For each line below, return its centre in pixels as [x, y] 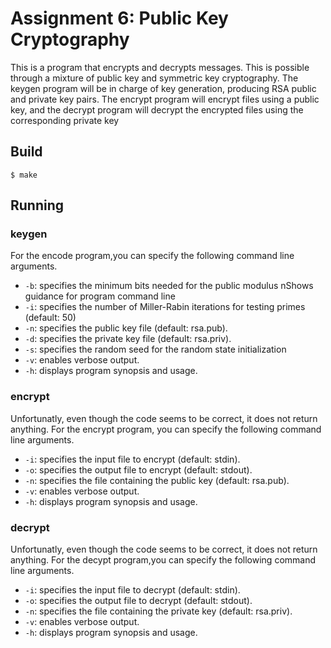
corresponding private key [65, 120]
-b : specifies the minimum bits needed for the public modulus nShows [169, 286]
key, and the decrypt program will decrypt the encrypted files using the [157, 109]
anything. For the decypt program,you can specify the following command [163, 560]
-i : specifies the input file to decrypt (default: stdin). [132, 590]
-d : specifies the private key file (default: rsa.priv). [128, 339]
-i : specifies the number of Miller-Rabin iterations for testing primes [165, 307]
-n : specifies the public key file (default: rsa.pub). [126, 328]
